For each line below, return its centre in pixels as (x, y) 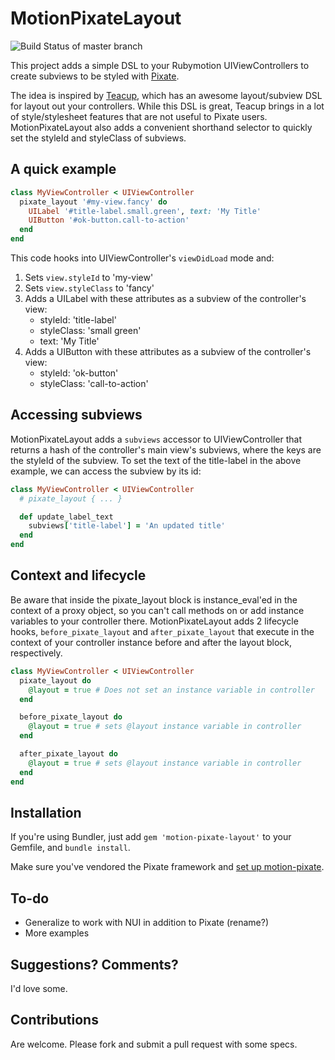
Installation (46, 812)
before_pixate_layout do (71, 717)
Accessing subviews (76, 415)
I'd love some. (39, 988)
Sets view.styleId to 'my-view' (89, 277)
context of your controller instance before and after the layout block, (151, 642)
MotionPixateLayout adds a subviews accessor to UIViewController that (156, 439)
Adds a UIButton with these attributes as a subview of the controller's (168, 351)
